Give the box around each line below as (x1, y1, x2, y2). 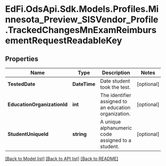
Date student (100, 78, 130, 84)
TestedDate (7, 81, 36, 87)
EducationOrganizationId (7, 101, 68, 108)
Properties (5, 54, 39, 63)
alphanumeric (100, 124, 132, 131)
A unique (100, 119, 121, 125)
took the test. (100, 84, 131, 90)
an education (100, 104, 131, 111)
